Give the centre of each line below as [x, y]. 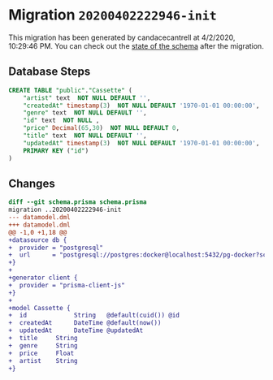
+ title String [43, 339]
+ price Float [41, 353]
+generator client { [43, 278]
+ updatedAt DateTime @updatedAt [76, 330]
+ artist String [43, 361]
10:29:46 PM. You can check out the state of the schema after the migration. [136, 45]
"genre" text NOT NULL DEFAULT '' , [85, 113]
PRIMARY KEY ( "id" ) [56, 151]
